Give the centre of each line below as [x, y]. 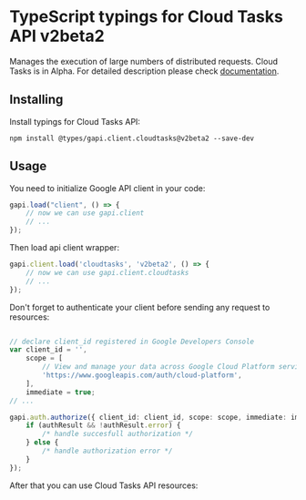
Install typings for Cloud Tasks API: [75, 121]
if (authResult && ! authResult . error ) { [103, 425]
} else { [42, 443]
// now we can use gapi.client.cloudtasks [107, 272]
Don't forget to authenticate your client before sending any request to [140, 307]
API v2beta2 [57, 36]
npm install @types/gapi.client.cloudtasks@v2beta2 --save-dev [132, 138]
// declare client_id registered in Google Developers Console [132, 342]
